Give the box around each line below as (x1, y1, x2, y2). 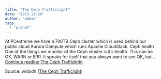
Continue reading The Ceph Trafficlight (5, 59, 83, 65)
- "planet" (9, 25, 31, 30)
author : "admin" (5, 16, 38, 21)
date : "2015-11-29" (5, 12, 44, 16)
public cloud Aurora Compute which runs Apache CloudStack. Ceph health (5, 44, 154, 49)
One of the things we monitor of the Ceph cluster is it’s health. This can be (5, 49, 153, 55)
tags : (5, 20, 16, 26)
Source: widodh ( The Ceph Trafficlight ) (5, 68, 83, 74)
